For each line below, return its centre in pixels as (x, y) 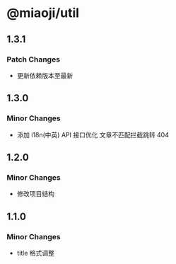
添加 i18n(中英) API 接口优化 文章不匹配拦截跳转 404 (93, 134)
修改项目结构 (35, 194)
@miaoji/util (43, 13)
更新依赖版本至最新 (45, 75)
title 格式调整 (35, 253)
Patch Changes (34, 59)
